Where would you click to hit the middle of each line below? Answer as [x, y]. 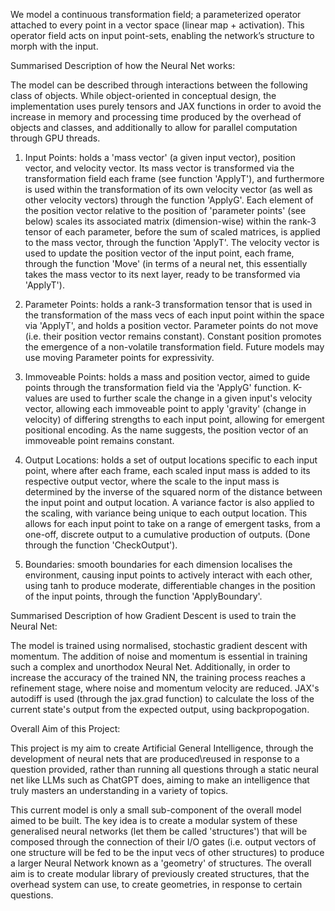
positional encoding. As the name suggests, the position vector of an [166, 430]
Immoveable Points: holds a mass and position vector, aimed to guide [167, 377]
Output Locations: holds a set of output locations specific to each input [171, 460]
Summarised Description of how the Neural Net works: [123, 65]
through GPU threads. [55, 138]
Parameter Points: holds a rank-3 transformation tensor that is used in [168, 304]
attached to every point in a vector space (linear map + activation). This [157, 25]
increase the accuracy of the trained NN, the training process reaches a [158, 677]
